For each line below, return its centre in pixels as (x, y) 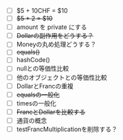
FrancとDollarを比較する (51, 112)
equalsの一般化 (38, 94)
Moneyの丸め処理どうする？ (56, 44)
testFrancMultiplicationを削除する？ (67, 129)
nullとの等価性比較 (43, 68)
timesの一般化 (36, 103)
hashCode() (33, 60)
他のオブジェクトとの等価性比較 (61, 77)
